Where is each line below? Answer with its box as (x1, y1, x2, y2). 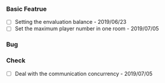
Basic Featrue (6, 5, 47, 13)
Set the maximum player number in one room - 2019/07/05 (14, 25, 159, 32)
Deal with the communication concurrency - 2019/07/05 (14, 70, 153, 77)
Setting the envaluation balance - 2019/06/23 (14, 19, 127, 26)
